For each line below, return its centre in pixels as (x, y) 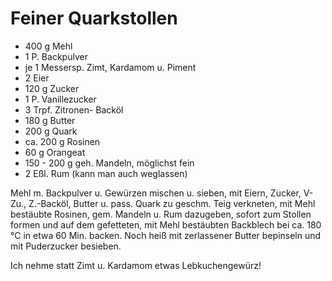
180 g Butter (50, 120)
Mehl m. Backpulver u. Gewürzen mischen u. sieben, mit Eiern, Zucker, (156, 193)
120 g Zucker (52, 88)
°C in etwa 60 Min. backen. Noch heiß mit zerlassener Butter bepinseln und (166, 235)
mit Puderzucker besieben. (66, 246)
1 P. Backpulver (56, 56)
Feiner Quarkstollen (94, 18)
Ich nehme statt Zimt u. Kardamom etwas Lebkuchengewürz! (136, 265)
